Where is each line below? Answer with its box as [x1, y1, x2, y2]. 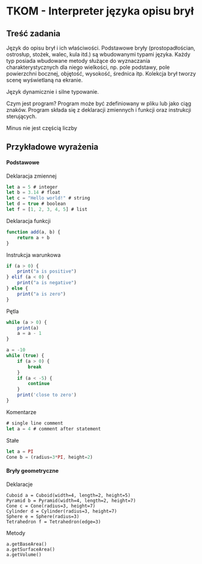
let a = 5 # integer [6, 184, 58, 190]
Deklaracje [6, 481, 33, 488]
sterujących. [6, 113, 37, 120]
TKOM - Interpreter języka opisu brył [6, 4, 194, 18]
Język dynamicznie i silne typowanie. [6, 88, 99, 95]
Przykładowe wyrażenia [6, 142, 98, 152]
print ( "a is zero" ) [17, 291, 66, 297]
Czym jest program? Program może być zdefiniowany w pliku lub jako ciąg [6, 100, 192, 107]
